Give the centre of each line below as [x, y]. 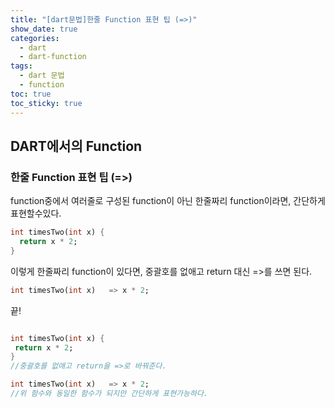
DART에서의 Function [76, 146]
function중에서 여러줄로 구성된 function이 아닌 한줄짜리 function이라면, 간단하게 [168, 201]
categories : [35, 38]
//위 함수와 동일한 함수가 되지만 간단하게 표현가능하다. [109, 394]
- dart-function [53, 57]
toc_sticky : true [46, 103]
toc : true [31, 94]
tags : [21, 66]
